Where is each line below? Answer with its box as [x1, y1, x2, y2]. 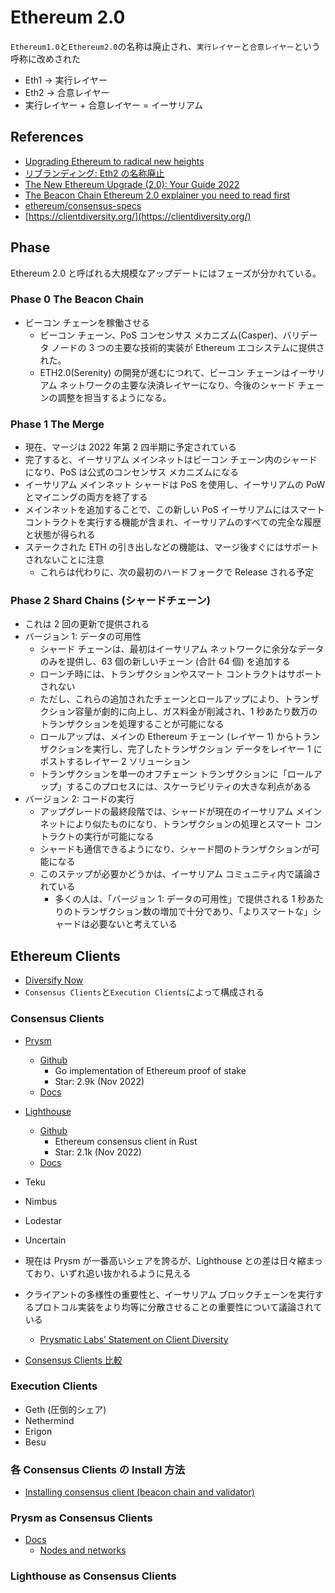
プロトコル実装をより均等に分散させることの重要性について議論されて [33, 1301, 323, 1313]
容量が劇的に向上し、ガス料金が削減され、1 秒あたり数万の [74, 706, 318, 718]
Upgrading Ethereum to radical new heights [24, 155, 205, 167]
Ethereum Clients [10, 947, 121, 965]
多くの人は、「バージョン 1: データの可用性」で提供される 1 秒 [54, 893, 307, 905]
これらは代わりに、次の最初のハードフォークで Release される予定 [39, 566, 315, 578]
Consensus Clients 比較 [24, 1354, 123, 1366]
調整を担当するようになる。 [57, 391, 172, 403]
